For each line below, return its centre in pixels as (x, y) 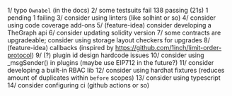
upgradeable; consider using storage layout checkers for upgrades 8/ (109, 40)
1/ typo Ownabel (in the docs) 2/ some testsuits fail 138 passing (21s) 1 (108, 10)
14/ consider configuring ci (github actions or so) (79, 85)
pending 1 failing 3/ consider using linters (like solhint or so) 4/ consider (112, 18)
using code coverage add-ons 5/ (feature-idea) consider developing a (110, 25)
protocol (19, 55)
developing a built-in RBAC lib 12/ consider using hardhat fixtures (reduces (116, 70)
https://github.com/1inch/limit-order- (169, 48)
